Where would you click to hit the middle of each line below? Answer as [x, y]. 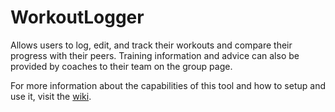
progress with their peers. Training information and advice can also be [155, 55]
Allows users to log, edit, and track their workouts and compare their [151, 45]
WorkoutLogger [77, 17]
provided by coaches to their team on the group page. [121, 66]
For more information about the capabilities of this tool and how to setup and [168, 85]
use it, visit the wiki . [51, 96]
